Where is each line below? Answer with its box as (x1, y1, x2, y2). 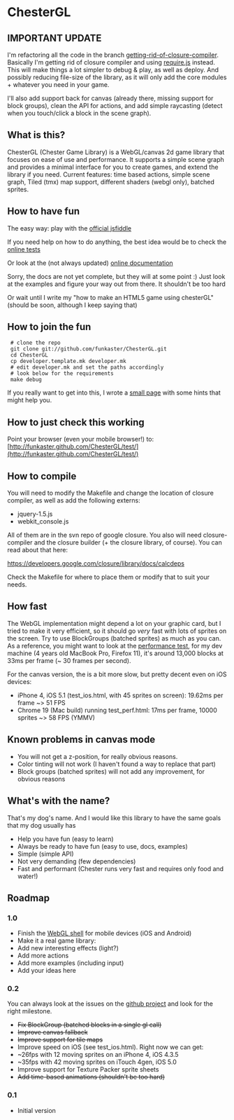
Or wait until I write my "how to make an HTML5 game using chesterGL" (7, 293, 214, 301)
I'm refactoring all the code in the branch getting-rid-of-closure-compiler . (7, 50, 219, 59)
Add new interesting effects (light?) (17, 944, 119, 952)
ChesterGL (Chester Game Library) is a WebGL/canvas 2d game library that (7, 148, 225, 156)
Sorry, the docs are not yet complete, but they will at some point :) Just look (7, 272, 226, 280)
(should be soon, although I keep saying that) (7, 301, 138, 309)
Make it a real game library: (17, 936, 96, 945)
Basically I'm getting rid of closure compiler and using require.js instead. (7, 58, 215, 67)
